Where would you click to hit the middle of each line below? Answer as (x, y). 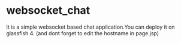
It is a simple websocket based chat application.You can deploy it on (90, 27)
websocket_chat (48, 10)
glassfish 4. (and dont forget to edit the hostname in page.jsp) (83, 33)
